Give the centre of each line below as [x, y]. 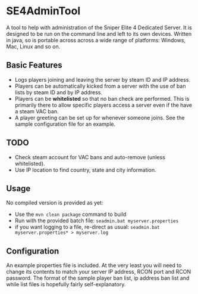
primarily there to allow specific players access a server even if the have [103, 105]
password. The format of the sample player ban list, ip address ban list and [98, 278]
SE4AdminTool [43, 11]
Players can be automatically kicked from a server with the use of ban [100, 86]
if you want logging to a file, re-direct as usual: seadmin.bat [87, 227]
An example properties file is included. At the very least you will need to [94, 265]
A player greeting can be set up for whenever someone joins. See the [100, 117]
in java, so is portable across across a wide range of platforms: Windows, [96, 40]
